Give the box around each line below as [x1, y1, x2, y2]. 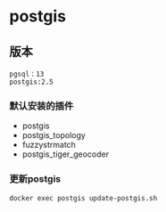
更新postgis [9, 173, 61, 185]
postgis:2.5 [9, 77, 54, 86]
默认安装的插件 [9, 100, 74, 112]
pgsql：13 [9, 69, 45, 78]
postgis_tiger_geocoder [21, 149, 110, 159]
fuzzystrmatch [21, 140, 76, 151]
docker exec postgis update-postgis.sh [9, 193, 158, 202]
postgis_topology [21, 130, 87, 141]
